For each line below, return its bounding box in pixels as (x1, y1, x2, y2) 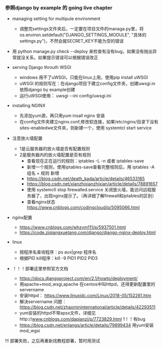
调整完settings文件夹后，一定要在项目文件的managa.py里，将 (19, 26, 144, 32)
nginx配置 (12, 214, 32, 221)
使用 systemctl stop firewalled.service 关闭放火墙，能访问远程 (26, 187, 152, 193)
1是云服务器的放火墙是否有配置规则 (19, 146, 91, 152)
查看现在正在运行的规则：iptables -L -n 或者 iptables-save (26, 158, 144, 164)
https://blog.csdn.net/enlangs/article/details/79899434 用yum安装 (19, 322, 154, 328)
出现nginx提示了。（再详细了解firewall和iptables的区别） (44, 193, 157, 199)
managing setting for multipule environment (12, 16, 101, 22)
